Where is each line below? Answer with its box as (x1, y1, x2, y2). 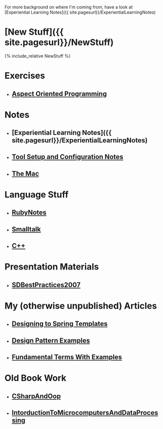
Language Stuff (4, 189, 69, 200)
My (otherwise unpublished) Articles (4, 300, 157, 311)
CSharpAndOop (11, 392, 61, 400)
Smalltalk (11, 225, 41, 233)
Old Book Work (4, 373, 67, 384)
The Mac (11, 169, 40, 178)
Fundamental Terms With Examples (11, 353, 122, 361)
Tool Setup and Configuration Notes (11, 153, 123, 161)
